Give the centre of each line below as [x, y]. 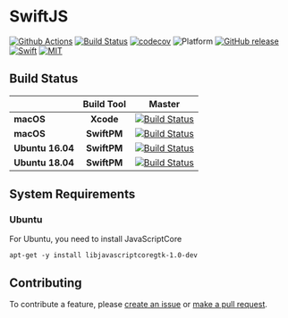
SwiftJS [39, 17]
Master [165, 104]
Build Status [44, 79]
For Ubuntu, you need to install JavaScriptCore [96, 239]
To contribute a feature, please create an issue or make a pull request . [139, 305]
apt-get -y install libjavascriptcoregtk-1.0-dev [104, 255]
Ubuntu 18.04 [44, 163]
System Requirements [72, 194]
